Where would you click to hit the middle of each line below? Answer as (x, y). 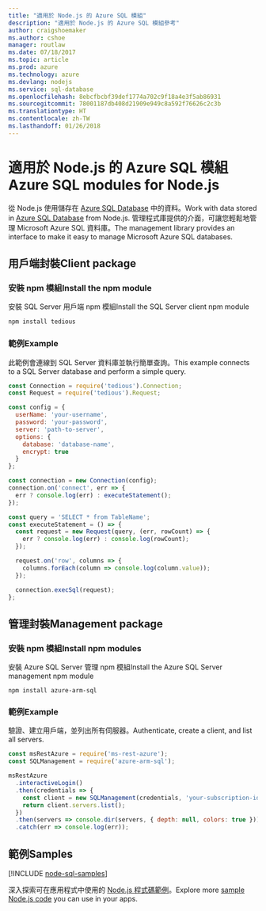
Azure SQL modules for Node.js (114, 185)
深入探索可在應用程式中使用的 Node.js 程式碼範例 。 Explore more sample (127, 890)
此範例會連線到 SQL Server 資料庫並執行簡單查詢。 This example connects (129, 362)
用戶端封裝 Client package (72, 263)
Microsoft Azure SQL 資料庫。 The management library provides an (126, 227)
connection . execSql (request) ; (65, 590)
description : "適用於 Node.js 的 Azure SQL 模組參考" (94, 23)
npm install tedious (42, 322)
